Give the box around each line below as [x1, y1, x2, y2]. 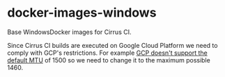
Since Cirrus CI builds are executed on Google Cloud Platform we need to [7, 41, 218, 49]
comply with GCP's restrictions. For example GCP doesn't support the [7, 49, 208, 57]
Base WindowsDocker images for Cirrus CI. [7, 28, 132, 36]
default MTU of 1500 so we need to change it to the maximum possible [7, 55, 210, 64]
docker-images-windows [7, 5, 157, 21]
